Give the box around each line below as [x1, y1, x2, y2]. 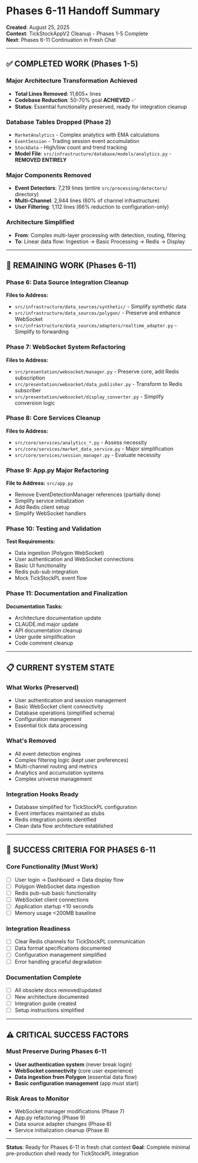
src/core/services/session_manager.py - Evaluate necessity [14, 451, 161, 459]
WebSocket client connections [14, 896, 89, 903]
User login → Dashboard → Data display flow [14, 876, 124, 883]
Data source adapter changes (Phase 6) [14, 1120, 112, 1128]
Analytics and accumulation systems [14, 769, 104, 776]
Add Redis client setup [14, 503, 70, 511]
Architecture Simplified [6, 218, 75, 226]
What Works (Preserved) [6, 684, 79, 691]
